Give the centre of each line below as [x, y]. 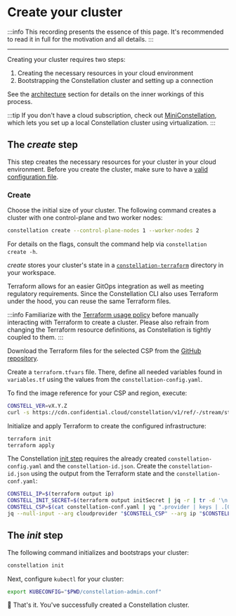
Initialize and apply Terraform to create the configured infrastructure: [107, 425]
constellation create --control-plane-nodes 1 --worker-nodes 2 [103, 231]
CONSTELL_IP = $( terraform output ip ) [61, 494]
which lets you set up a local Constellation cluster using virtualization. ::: [112, 122]
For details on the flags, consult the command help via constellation [107, 244]
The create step [43, 145]
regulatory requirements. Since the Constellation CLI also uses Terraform [113, 293]
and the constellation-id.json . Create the [105, 466]
